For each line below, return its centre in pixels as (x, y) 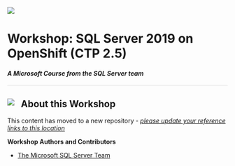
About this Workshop (68, 104)
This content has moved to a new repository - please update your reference (116, 121)
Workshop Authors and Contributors (62, 142)
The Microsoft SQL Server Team (64, 155)
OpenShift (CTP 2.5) (67, 54)
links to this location (36, 128)
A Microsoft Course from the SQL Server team (76, 73)
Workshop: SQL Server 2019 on (100, 39)
